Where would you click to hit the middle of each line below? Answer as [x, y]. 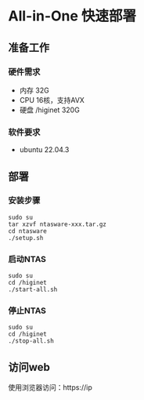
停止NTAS [27, 311]
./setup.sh [26, 238]
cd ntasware [27, 231]
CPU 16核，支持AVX [52, 100]
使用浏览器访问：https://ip [50, 387]
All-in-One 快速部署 [72, 16]
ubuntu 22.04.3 [44, 150]
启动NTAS [27, 259]
